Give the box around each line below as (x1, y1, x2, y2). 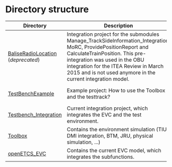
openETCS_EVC (8, 150, 47, 157)
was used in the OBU (94, 56, 144, 63)
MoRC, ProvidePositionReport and (67, 43, 149, 51)
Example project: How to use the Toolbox (67, 87, 165, 94)
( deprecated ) (8, 56, 40, 63)
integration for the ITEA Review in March (67, 62, 164, 69)
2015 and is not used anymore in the (67, 69, 156, 76)
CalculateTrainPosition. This (67, 50, 134, 57)
